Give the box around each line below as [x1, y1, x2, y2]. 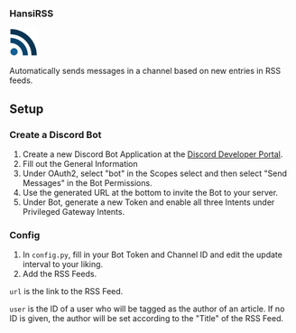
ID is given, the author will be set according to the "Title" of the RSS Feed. [9, 313, 284, 324]
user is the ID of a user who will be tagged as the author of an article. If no [9, 303, 285, 314]
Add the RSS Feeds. [22, 269, 97, 280]
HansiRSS [9, 7, 54, 20]
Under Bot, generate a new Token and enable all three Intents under [22, 197, 275, 208]
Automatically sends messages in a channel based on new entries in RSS [9, 66, 282, 77]
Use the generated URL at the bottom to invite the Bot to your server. [22, 187, 278, 198]
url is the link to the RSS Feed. [9, 286, 124, 297]
